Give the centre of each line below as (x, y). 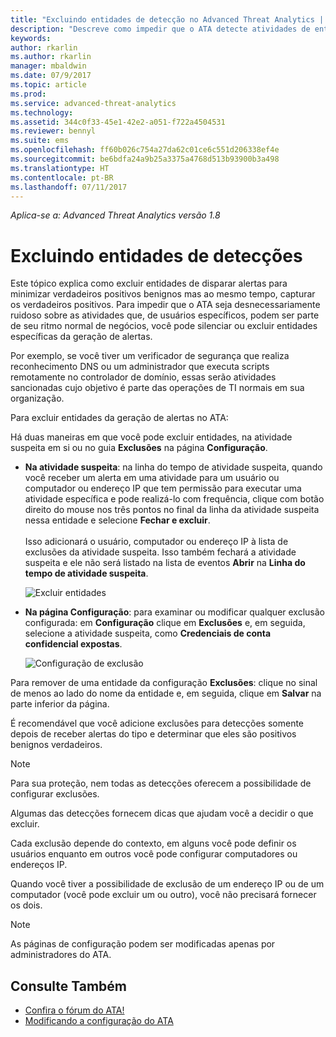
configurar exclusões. (55, 794)
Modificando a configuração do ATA (99, 1021)
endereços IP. (39, 865)
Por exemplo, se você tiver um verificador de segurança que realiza (150, 356)
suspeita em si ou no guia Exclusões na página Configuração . (139, 448)
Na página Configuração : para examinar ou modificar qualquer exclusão (175, 612)
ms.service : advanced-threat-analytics (93, 103)
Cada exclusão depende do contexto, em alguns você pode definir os (153, 843)
